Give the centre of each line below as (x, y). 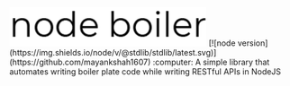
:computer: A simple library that (211, 62)
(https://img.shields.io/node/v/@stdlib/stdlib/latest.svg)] (113, 52)
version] (253, 43)
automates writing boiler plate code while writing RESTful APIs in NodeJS (145, 71)
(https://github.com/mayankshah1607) (80, 62)
